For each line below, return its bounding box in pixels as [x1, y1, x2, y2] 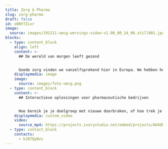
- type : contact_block [9, 127, 57, 132]
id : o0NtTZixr [5, 21, 35, 26]
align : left [14, 44, 39, 49]
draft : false [5, 16, 32, 21]
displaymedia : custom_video [14, 113, 72, 118]
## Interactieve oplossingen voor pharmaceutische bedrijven [18, 95, 149, 100]
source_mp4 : [18, 122, 43, 127]
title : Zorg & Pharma [5, 7, 50, 12]
